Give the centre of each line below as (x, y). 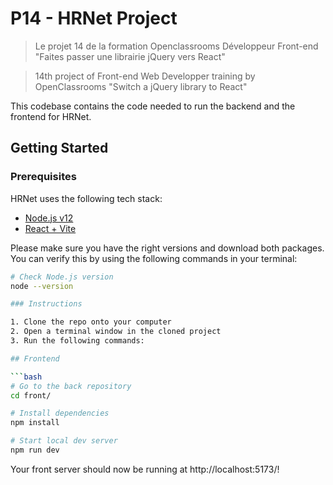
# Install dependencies (60, 413)
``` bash (26, 377)
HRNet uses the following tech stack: (86, 198)
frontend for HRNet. (51, 116)
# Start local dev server (64, 441)
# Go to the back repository (71, 386)
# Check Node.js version (62, 277)
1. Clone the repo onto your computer (91, 322)
